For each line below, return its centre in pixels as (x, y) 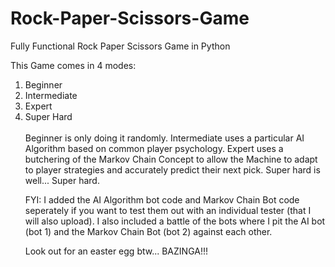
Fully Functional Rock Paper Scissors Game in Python (120, 46)
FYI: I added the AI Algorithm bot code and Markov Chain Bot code (162, 199)
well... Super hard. (62, 180)
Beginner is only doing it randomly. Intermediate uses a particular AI (164, 138)
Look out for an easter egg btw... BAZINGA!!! (116, 251)
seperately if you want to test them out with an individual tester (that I (168, 210)
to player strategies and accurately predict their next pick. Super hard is (172, 169)
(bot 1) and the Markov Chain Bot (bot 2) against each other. (148, 231)
